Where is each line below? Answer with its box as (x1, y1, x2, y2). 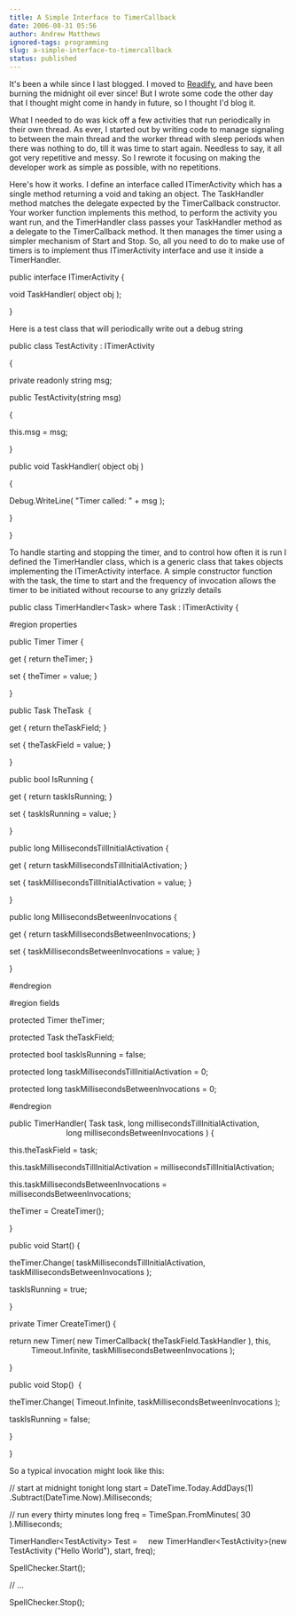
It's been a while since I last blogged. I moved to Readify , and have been (9, 79, 273, 89)
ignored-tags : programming (9, 37, 109, 47)
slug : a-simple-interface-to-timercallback (9, 46, 173, 55)
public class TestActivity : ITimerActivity (9, 341, 155, 351)
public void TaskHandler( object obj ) (9, 461, 144, 471)
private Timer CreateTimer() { (9, 1319, 117, 1328)
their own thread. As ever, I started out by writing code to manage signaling (9, 124, 284, 134)
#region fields (9, 998, 60, 1008)
